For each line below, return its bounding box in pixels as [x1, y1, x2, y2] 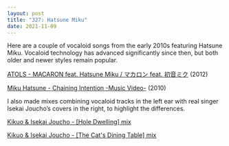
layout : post [7, 10, 45, 17]
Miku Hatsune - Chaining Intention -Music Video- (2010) [7, 84, 166, 93]
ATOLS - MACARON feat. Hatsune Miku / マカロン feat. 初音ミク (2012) [7, 70, 208, 79]
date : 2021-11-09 [7, 23, 57, 29]
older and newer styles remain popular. [7, 56, 118, 64]
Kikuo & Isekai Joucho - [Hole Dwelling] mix [7, 118, 132, 126]
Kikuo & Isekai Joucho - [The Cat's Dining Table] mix [7, 131, 157, 139]
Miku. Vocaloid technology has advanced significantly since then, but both [7, 49, 219, 57]
